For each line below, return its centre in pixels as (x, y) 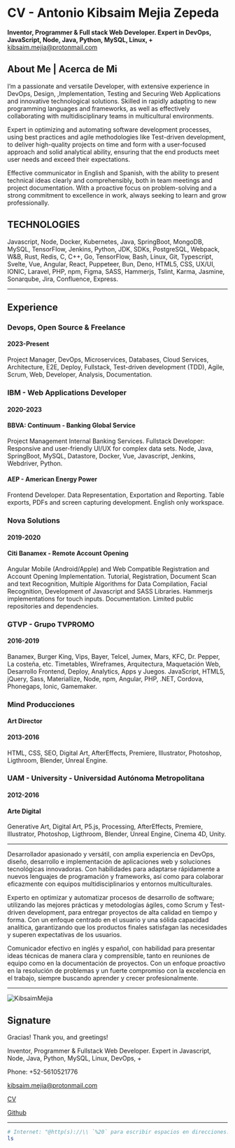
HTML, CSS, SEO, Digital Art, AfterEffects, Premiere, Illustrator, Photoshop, (115, 753)
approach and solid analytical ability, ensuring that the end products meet (113, 151)
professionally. (28, 203)
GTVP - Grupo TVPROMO (51, 624)
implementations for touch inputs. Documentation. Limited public (100, 599)
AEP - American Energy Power (52, 479)
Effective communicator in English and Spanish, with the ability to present (113, 172)
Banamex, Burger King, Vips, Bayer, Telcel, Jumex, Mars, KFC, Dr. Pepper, (114, 656)
